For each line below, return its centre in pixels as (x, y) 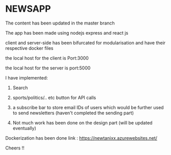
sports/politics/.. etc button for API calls (54, 97)
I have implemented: (27, 77)
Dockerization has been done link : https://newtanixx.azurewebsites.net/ (81, 138)
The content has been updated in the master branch (60, 23)
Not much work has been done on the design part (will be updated (82, 122)
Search (20, 88)
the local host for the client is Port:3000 (47, 58)
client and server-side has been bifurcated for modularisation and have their (86, 43)
